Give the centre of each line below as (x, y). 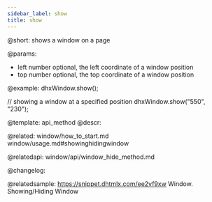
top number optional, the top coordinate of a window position (106, 75)
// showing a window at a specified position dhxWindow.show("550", (106, 101)
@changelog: (27, 170)
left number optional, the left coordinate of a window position (105, 67)
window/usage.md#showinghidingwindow (68, 143)
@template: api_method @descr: (54, 122)
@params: (22, 54)
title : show (24, 20)
